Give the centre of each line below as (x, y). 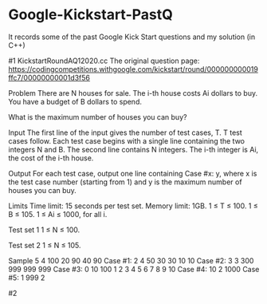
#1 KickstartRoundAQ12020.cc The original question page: (104, 61)
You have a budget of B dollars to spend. (75, 101)
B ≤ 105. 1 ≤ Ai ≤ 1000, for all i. (58, 214)
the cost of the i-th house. (51, 158)
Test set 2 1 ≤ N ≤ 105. (45, 245)
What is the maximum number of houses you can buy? (98, 116)
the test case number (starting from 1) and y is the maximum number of (125, 182)
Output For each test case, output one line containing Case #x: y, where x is (133, 173)
